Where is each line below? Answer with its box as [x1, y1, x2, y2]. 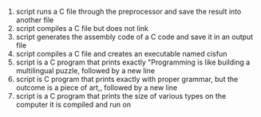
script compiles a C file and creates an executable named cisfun [15, 49, 227, 58]
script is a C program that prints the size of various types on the [15, 92, 227, 100]
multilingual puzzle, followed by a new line [15, 66, 156, 75]
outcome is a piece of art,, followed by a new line [15, 83, 178, 92]
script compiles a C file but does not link [15, 24, 149, 33]
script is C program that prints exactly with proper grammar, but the [15, 75, 239, 84]
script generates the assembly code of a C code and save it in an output [15, 32, 254, 41]
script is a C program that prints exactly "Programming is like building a [15, 57, 251, 67]
